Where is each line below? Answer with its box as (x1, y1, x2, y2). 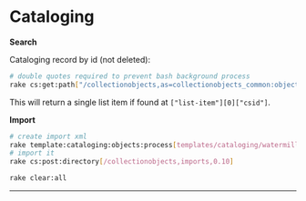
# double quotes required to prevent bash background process (9, 71, 250, 81)
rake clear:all (9, 174, 67, 183)
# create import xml (9, 132, 88, 141)
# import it (9, 148, 55, 158)
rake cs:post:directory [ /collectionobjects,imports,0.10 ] (9, 157, 234, 166)
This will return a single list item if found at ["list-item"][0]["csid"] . (9, 96, 271, 107)
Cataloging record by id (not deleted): (9, 54, 151, 65)
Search (9, 36, 38, 47)
